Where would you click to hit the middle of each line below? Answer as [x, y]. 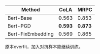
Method [31, 10]
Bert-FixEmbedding [31, 34]
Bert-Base [20, 18]
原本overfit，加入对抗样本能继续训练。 [44, 47]
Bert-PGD [19, 26]
